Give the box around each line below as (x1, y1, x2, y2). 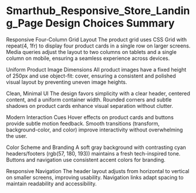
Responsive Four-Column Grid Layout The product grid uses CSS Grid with (6, 36, 187, 43)
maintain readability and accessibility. (6, 180, 97, 187)
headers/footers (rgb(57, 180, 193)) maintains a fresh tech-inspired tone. (6, 150, 181, 157)
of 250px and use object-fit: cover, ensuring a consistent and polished (6, 72, 176, 79)
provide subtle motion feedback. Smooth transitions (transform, (6, 120, 160, 127)
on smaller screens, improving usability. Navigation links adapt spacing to (6, 174, 184, 181)
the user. (6, 132, 28, 139)
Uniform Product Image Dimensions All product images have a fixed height (6, 66, 187, 73)
